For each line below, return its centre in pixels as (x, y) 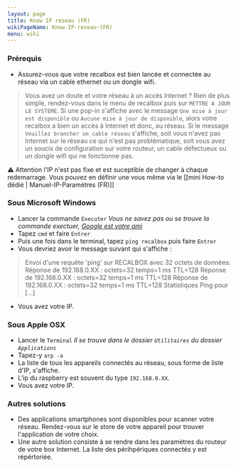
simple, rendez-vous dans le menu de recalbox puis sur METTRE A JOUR (128, 103)
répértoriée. (35, 457)
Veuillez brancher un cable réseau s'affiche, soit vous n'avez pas (123, 133)
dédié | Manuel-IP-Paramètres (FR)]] (61, 185)
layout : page (27, 14)
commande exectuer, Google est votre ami (80, 226)
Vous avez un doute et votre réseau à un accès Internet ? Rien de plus (127, 95)
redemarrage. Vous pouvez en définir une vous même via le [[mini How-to (116, 177)
